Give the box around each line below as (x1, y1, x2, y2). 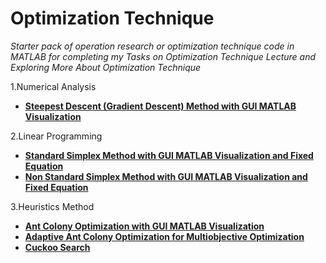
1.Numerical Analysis (10, 80, 97, 92)
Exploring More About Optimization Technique (10, 61, 202, 73)
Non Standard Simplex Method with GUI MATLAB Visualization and (24, 170, 308, 182)
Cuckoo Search (24, 241, 91, 253)
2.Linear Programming (10, 130, 103, 142)
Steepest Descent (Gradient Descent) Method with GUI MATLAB (24, 100, 297, 112)
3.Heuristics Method (10, 200, 95, 212)
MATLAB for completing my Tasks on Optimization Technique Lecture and (10, 50, 317, 62)
